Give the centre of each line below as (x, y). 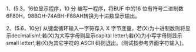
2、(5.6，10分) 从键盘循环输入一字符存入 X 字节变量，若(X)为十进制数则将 (96, 28)
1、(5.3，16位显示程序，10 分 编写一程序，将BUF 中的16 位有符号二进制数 (95, 8)
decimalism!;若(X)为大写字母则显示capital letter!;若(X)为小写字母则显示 (97, 36)
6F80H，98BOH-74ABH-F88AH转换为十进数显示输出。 (73, 16)
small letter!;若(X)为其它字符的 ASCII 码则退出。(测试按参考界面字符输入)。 (97, 43)
